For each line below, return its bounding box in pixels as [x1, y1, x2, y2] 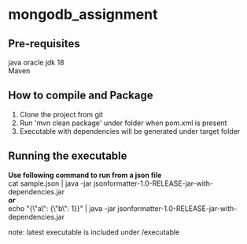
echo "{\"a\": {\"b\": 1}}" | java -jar [8, 203, 116, 213]
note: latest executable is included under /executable [8, 227, 180, 237]
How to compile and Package [8, 89, 153, 102]
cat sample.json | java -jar [8, 179, 92, 188]
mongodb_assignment [8, 6, 158, 24]
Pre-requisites [8, 37, 80, 50]
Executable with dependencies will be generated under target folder [19, 126, 241, 135]
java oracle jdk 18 [8, 57, 65, 67]
